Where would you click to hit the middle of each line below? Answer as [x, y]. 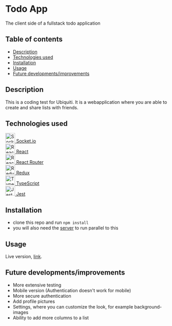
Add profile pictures [34, 301]
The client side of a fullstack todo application [53, 23]
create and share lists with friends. [42, 107]
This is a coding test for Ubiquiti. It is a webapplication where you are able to [86, 102]
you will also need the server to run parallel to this [65, 228]
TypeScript [28, 183]
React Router [30, 162]
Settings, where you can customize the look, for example [73, 306]
